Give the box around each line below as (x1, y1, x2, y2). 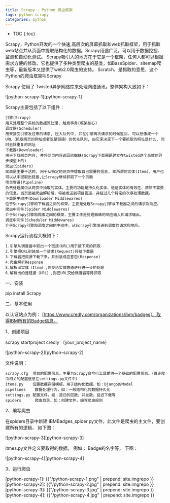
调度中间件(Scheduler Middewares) (5, 218, 75, 223)
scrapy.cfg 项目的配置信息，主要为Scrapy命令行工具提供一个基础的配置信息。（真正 (5, 371, 161, 376)
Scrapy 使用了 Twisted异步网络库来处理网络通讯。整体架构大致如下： (5, 84, 150, 90)
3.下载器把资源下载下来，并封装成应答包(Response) (5, 255, 100, 260)
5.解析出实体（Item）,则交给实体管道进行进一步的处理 (5, 265, 105, 270)
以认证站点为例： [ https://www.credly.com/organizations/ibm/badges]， (5, 311, 157, 317)
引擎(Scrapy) (5, 115, 31, 121)
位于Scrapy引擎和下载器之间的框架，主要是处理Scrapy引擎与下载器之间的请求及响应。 (5, 201, 161, 207)
